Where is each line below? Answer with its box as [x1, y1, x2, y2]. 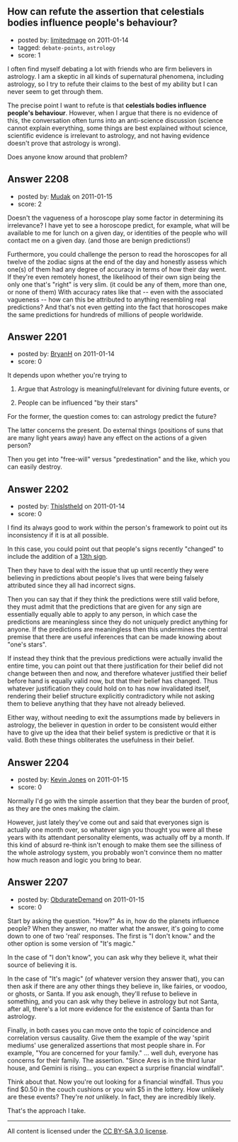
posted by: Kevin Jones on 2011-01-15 [17, 775, 129, 784]
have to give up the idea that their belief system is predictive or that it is [7, 728, 216, 737]
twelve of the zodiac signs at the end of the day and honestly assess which [7, 257, 227, 266]
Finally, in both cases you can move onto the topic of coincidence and [7, 1025, 212, 1034]
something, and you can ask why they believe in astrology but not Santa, [7, 997, 220, 1005]
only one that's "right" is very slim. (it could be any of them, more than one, [7, 280, 227, 289]
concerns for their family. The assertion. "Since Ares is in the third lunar [7, 1056, 216, 1064]
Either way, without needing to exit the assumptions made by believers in [7, 713, 220, 722]
